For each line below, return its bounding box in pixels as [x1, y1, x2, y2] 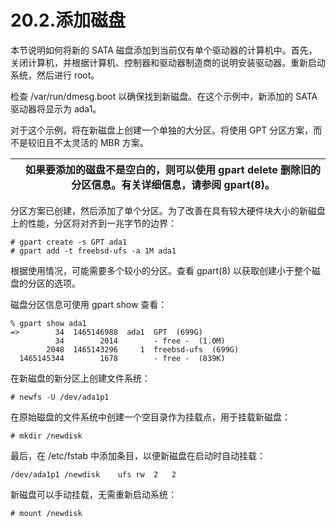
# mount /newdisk [10, 508, 83, 518]
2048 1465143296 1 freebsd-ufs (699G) [46, 344, 240, 355]
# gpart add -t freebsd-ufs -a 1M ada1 [10, 246, 177, 256]
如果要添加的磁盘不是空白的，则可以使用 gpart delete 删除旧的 [25, 162, 321, 176]
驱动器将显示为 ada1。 [10, 102, 102, 115]
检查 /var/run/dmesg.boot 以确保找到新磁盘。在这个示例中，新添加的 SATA [10, 90, 318, 102]
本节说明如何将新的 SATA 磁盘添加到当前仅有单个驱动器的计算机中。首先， [10, 44, 318, 56]
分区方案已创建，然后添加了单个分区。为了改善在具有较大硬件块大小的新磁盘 [10, 204, 326, 216]
